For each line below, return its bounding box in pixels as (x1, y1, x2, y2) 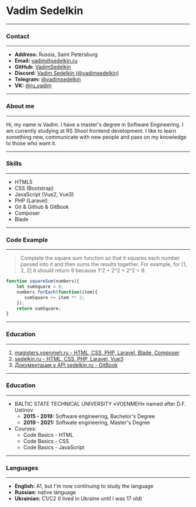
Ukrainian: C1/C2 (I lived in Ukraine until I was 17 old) (14, 495, 142, 502)
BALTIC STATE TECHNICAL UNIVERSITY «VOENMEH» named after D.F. (14, 400, 187, 407)
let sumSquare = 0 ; (16, 284, 64, 289)
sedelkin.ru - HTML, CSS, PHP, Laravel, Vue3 (14, 355, 124, 362)
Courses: (14, 425, 37, 432)
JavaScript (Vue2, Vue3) (14, 191, 74, 198)
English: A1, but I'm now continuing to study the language (14, 482, 153, 489)
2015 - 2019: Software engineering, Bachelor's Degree (23, 412, 155, 419)
